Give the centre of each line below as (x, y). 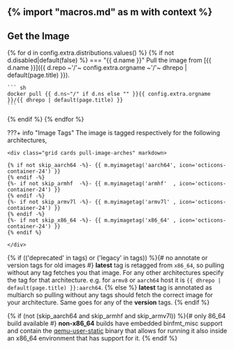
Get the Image (38, 36)
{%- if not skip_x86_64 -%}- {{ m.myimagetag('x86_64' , (92, 220)
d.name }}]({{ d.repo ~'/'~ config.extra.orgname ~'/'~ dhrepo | (97, 68)
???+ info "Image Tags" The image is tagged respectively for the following (114, 133)
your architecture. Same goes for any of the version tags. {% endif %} (109, 302)
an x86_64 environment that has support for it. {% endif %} (93, 339)
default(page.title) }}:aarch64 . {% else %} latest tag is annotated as (110, 287)
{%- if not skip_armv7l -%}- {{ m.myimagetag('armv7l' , (92, 202)
